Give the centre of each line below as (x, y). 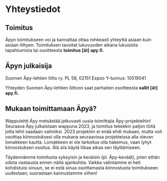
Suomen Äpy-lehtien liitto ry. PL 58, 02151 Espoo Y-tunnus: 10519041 (76, 78)
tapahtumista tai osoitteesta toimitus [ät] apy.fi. (54, 50)
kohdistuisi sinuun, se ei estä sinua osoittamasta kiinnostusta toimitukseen (82, 167)
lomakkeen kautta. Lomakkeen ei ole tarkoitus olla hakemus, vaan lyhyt (78, 142)
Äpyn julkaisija (29, 66)
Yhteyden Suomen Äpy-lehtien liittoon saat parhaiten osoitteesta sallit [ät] (81, 87)
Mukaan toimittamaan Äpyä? (51, 109)
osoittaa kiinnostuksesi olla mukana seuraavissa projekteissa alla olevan (79, 136)
